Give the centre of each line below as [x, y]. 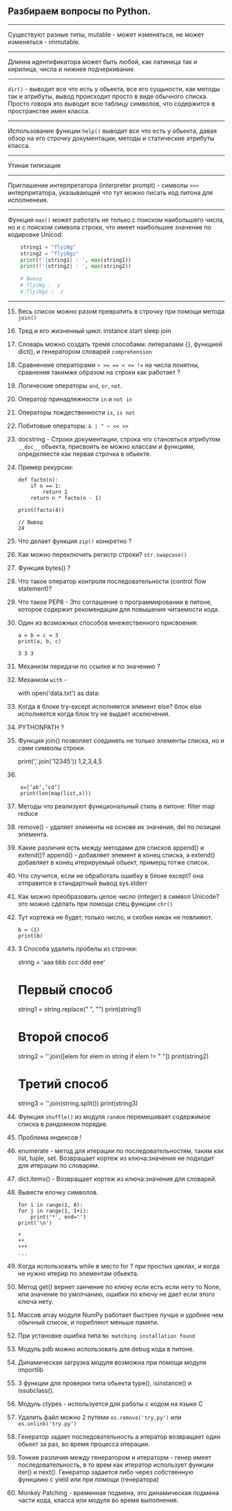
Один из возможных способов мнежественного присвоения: [108, 623]
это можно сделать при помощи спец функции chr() [95, 904]
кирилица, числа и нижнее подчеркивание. [72, 69]
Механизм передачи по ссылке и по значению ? [89, 666]
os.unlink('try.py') [47, 1424]
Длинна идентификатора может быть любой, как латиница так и [103, 61]
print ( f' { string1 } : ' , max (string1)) [76, 260]
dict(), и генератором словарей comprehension [85, 351]
